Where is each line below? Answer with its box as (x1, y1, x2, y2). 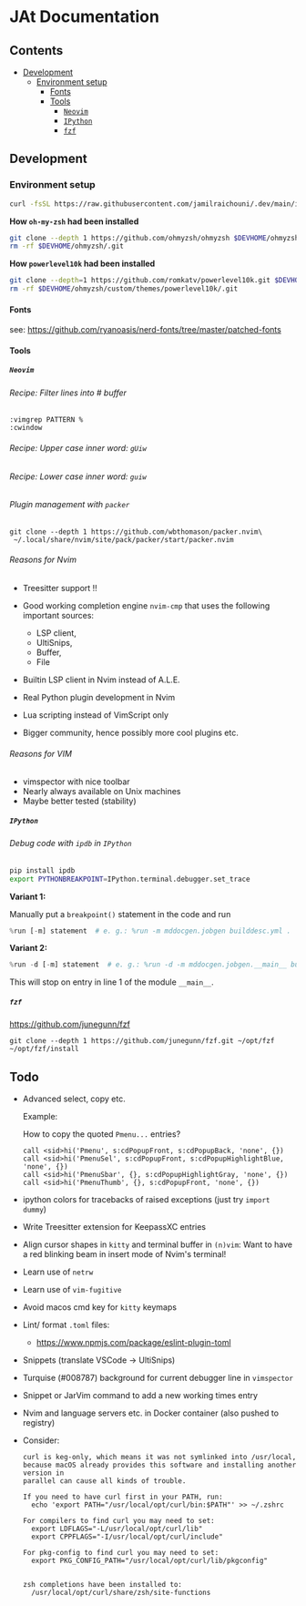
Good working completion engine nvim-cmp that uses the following (22, 600, 270, 611)
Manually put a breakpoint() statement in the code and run (9, 908, 231, 919)
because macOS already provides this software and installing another (22, 1460, 297, 1470)
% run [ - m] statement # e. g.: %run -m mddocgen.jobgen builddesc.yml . (9, 926, 291, 936)
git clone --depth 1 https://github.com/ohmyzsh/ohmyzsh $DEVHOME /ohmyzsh (9, 233, 300, 242)
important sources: (22, 610, 94, 621)
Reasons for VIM (9, 748, 73, 759)
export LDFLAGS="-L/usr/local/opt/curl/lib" (31, 1524, 203, 1534)
